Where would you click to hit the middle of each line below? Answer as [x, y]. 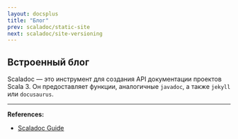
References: [26, 114]
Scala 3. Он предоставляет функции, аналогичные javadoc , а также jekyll [119, 87]
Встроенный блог [49, 62]
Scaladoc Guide [41, 128]
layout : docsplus [33, 14]
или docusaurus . [31, 94]
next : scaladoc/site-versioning [55, 34]
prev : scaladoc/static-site [49, 27]
